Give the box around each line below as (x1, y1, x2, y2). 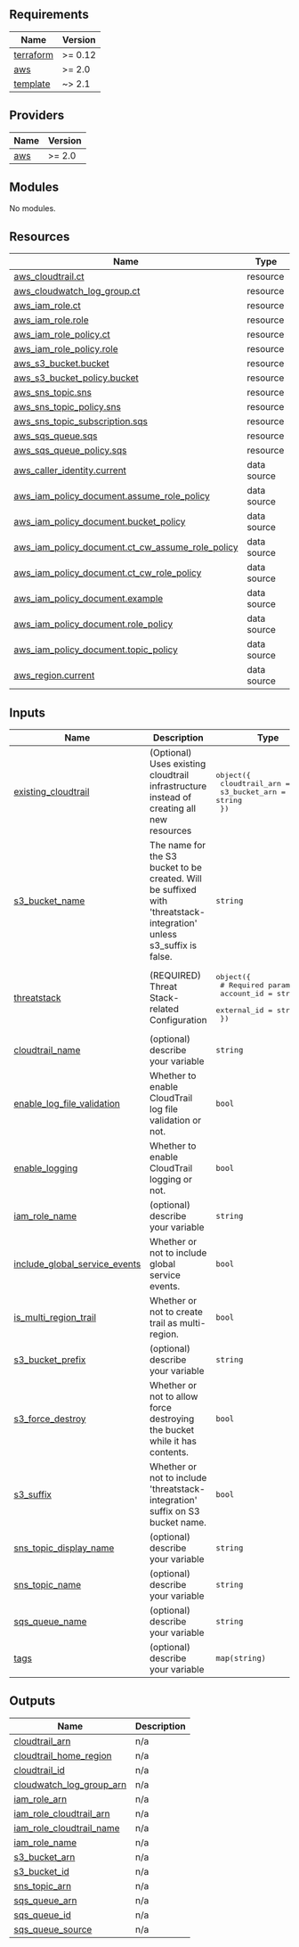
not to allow (149, 1390, 198, 1403)
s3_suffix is (149, 939, 198, 952)
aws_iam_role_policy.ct (13, 329, 111, 341)
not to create (149, 1305, 203, 1318)
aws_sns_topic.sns (13, 387, 92, 399)
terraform (13, 48, 54, 61)
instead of (149, 791, 192, 804)
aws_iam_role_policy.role (13, 343, 118, 356)
